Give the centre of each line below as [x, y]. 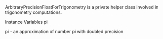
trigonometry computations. [34, 12]
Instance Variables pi [26, 22]
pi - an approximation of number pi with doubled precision [64, 31]
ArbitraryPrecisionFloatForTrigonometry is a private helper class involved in [82, 7]
